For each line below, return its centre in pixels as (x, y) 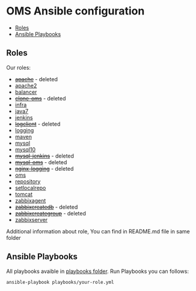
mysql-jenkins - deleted (44, 156)
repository (28, 181)
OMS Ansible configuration (75, 11)
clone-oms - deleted (40, 98)
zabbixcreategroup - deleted (50, 213)
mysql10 (25, 149)
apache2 (26, 85)
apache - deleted (36, 79)
